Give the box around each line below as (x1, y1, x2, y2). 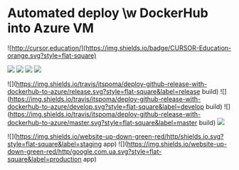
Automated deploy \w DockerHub (7, 5, 208, 21)
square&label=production (7, 154, 82, 163)
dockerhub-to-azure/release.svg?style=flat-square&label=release (7, 87, 201, 95)
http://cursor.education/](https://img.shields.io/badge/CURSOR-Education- (11, 43, 232, 52)
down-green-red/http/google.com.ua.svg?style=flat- (7, 147, 162, 156)
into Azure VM (7, 20, 95, 36)
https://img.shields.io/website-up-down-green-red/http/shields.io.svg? (16, 132, 224, 140)
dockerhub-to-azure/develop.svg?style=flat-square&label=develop (7, 102, 204, 111)
